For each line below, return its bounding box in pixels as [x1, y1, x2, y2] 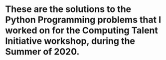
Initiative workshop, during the [5, 35, 136, 47]
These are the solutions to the [5, 3, 131, 15]
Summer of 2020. [5, 46, 80, 57]
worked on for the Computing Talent [5, 25, 159, 36]
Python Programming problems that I [5, 14, 161, 25]
